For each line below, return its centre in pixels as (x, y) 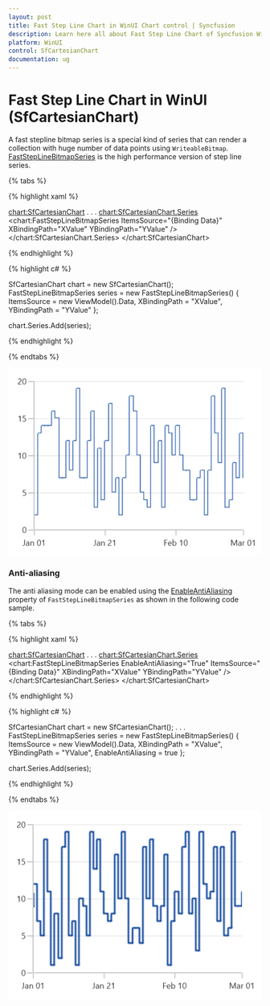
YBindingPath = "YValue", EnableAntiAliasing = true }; (97, 753)
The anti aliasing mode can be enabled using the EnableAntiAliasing (121, 590)
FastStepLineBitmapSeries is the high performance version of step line (125, 156)
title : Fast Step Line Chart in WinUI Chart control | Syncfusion (122, 25)
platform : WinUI (35, 43)
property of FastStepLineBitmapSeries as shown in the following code (124, 599)
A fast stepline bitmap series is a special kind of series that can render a (128, 139)
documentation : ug (39, 60)
